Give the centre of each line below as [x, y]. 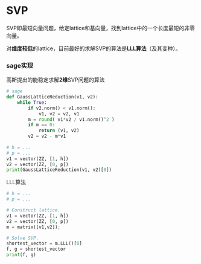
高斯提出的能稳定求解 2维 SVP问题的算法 [56, 80]
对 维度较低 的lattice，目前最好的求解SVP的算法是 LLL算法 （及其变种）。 [94, 48]
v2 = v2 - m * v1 [47, 137]
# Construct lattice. [33, 210]
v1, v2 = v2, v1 [59, 114]
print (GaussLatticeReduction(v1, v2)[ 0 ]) [59, 170]
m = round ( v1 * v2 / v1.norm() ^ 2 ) [71, 119]
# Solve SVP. [23, 238]
